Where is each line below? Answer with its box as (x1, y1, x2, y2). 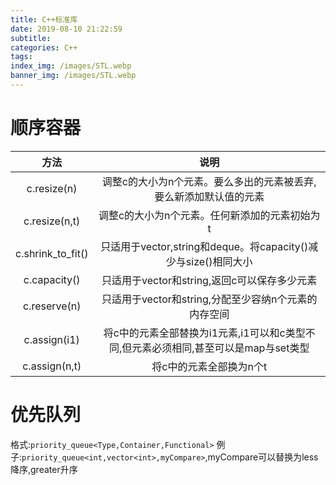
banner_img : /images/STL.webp (10, 71, 137, 81)
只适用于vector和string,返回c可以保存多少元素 (101, 273, 318, 287)
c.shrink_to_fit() (15, 246, 89, 260)
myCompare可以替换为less (207, 451, 319, 463)
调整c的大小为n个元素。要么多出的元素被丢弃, (101, 174, 317, 188)
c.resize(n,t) (23, 214, 81, 228)
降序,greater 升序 (10, 463, 78, 475)
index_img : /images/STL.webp (10, 61, 132, 71)
